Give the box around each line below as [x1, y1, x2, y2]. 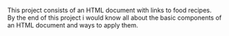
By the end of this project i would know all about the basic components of [7, 13, 222, 22]
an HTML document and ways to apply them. [7, 21, 139, 29]
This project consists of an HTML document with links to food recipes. [7, 6, 212, 14]
